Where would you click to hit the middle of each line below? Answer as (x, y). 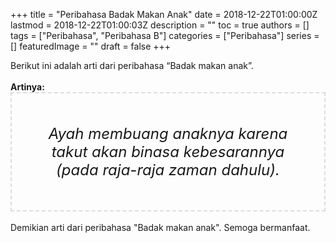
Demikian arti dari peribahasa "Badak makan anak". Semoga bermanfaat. (160, 227)
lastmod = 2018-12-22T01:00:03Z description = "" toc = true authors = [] (160, 25)
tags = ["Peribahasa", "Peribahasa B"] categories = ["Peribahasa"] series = (165, 35)
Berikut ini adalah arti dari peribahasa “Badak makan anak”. (132, 65)
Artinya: (27, 87)
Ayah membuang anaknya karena (168, 133)
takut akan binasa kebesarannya (168, 151)
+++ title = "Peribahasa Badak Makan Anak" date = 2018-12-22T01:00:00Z (164, 14)
